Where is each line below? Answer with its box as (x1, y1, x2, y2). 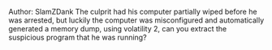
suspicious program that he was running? (8, 32, 148, 42)
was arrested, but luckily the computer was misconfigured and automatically (8, 15, 265, 25)
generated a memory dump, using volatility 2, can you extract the (8, 24, 227, 33)
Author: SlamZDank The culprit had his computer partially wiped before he (8, 7, 257, 16)
